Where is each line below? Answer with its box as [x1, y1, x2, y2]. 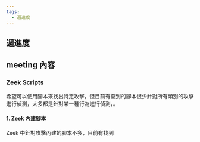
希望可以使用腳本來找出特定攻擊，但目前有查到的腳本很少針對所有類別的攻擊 [6, 92, 194, 100]
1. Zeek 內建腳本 [6, 115, 46, 122]
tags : [6, 8, 20, 15]
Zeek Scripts [6, 78, 44, 87]
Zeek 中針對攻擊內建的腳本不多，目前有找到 [6, 129, 114, 136]
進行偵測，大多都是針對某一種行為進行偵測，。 [6, 100, 118, 107]
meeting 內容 [6, 60, 55, 70]
